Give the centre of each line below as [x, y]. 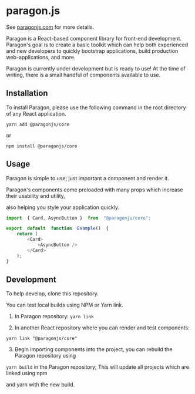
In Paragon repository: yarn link [54, 316]
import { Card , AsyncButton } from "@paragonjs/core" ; [78, 218]
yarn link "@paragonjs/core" [42, 339]
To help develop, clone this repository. [52, 294]
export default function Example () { [58, 228]
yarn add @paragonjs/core [38, 124]
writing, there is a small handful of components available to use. [83, 75]
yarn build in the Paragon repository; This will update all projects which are [98, 367]
